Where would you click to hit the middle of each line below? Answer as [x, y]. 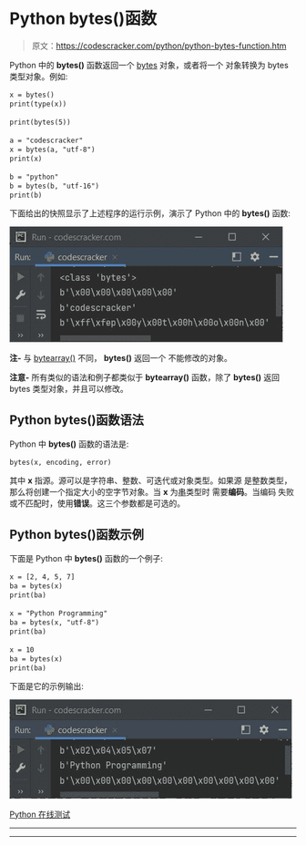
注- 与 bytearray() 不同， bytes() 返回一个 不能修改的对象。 [121, 357]
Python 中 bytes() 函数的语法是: [69, 444]
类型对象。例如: [39, 76]
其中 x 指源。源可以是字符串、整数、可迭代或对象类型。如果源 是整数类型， [151, 480]
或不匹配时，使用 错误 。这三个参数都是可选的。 [97, 503]
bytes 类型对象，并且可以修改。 [69, 388]
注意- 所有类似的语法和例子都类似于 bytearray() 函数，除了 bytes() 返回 [145, 377]
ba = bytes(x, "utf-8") [55, 622]
